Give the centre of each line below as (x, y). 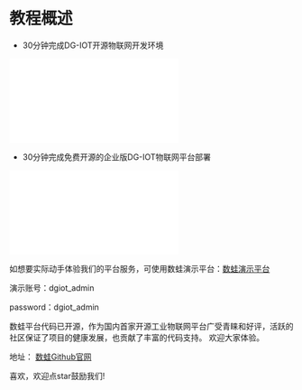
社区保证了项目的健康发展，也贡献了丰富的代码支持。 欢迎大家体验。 (137, 337)
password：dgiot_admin (54, 307)
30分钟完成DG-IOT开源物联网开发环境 (93, 45)
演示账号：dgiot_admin (52, 288)
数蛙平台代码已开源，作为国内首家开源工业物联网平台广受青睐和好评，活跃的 (151, 326)
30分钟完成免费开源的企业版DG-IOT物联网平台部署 (117, 157)
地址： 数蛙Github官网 (50, 357)
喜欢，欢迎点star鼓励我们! (57, 376)
